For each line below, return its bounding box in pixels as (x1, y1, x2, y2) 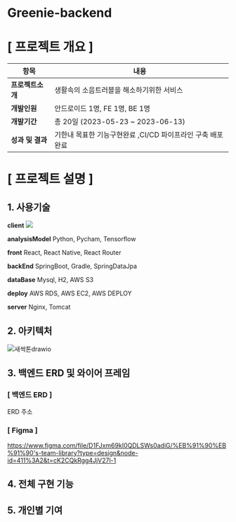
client (7, 221, 25, 229)
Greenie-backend (7, 5, 112, 21)
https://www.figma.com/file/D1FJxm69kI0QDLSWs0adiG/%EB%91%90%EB (7, 441, 227, 450)
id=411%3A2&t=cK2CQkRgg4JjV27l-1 (7, 456, 117, 464)
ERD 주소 (7, 407, 33, 415)
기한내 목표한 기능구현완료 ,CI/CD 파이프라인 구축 (54, 130, 209, 140)
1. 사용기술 (7, 201, 51, 213)
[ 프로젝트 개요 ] (7, 39, 93, 55)
